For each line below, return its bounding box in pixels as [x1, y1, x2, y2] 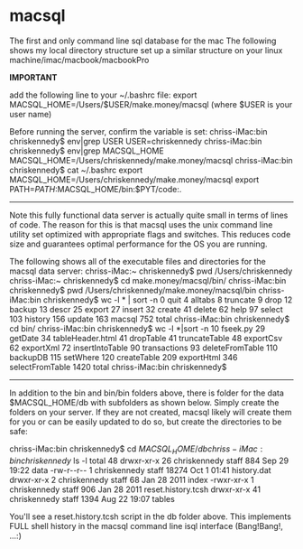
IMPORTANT [9, 71, 58, 82]
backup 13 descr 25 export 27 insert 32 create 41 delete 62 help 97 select [9, 303, 284, 314]
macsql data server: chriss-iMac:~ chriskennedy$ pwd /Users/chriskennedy [9, 265, 293, 276]
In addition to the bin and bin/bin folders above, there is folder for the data [9, 387, 284, 398]
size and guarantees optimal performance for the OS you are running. [9, 238, 268, 249]
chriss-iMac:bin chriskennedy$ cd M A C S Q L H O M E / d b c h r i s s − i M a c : [9, 443, 263, 456]
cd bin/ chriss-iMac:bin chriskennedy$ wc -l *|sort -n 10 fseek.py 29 [9, 322, 266, 334]
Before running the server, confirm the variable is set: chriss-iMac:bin [9, 126, 268, 136]
